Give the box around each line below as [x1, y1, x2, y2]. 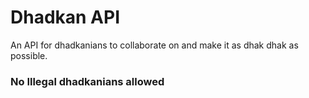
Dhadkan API [10, 6, 121, 29]
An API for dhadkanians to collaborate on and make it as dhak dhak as [10, 39, 299, 51]
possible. [10, 49, 48, 61]
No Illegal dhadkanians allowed [10, 74, 165, 88]
